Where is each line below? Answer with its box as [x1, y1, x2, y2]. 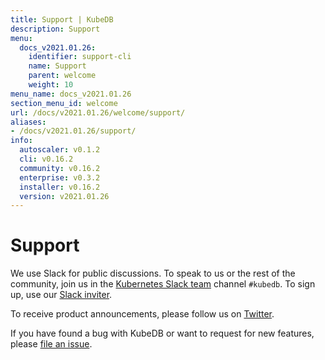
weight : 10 [28, 80, 74, 90]
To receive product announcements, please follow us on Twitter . [10, 308, 275, 320]
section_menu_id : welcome [10, 98, 118, 108]
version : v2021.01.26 [19, 191, 110, 201]
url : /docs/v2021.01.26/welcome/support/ [10, 107, 186, 118]
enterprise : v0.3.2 [19, 172, 101, 183]
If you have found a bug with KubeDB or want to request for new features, [10, 327, 315, 340]
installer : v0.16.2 [19, 182, 101, 192]
